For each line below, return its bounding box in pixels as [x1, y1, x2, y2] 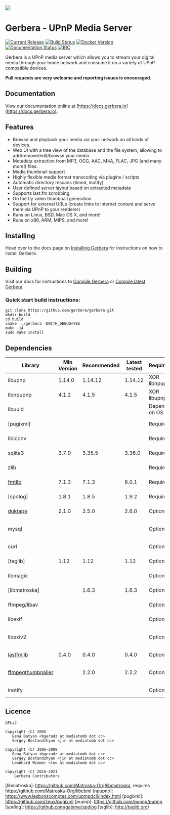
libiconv [8, 435, 27, 442]
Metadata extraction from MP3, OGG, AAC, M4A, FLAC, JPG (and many [12, 158, 162, 164]
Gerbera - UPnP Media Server [5, 22, 133, 34]
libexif [8, 616, 23, 623]
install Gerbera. [5, 250, 37, 256]
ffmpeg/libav [8, 602, 38, 609]
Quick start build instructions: [5, 296, 80, 304]
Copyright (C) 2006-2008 [5, 747, 58, 752]
